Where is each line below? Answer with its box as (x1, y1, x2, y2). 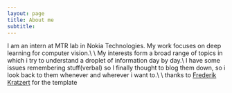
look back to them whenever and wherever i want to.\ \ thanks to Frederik (7, 71, 217, 79)
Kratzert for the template (7, 79, 78, 87)
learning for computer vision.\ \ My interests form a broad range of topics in (7, 49, 223, 57)
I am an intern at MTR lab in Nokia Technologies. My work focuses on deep (7, 42, 222, 50)
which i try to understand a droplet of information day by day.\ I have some (7, 56, 220, 65)
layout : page (7, 10, 45, 17)
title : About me (7, 17, 54, 23)
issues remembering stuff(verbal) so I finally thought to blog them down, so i (7, 63, 226, 72)
